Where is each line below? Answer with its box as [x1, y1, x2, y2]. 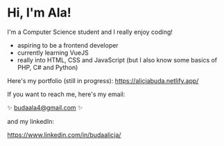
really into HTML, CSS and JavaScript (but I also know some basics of [17, 55, 218, 64]
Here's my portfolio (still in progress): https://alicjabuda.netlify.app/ [7, 76, 199, 84]
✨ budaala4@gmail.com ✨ [7, 103, 83, 111]
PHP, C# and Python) [17, 63, 78, 71]
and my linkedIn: [7, 117, 54, 125]
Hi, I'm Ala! [7, 5, 71, 21]
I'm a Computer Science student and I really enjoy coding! [7, 28, 173, 36]
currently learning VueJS [17, 48, 89, 57]
